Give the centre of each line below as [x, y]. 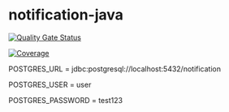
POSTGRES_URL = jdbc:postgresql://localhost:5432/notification [115, 69]
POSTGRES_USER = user [50, 84]
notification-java [66, 15]
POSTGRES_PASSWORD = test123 [66, 100]
